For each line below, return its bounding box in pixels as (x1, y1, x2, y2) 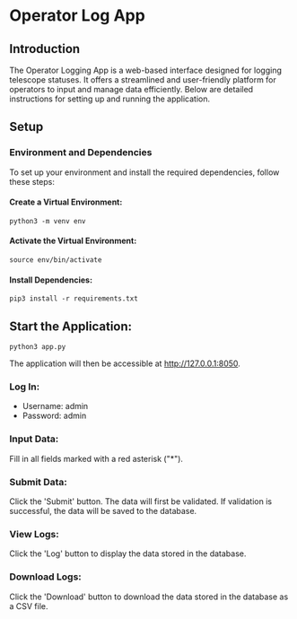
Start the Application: (9, 318, 133, 334)
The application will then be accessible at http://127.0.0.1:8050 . (9, 358, 240, 369)
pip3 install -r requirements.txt (9, 294, 139, 303)
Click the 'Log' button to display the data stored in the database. (9, 548, 247, 559)
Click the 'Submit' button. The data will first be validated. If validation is (9, 496, 272, 507)
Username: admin (22, 401, 89, 412)
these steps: (9, 176, 56, 187)
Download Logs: (9, 571, 83, 583)
